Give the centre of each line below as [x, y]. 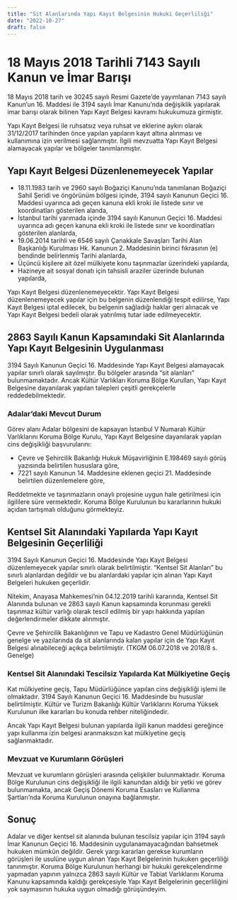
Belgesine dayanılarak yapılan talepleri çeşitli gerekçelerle [92, 388]
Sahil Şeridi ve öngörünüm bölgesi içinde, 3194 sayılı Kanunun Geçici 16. [123, 195]
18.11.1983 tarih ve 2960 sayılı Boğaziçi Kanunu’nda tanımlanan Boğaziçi [122, 188]
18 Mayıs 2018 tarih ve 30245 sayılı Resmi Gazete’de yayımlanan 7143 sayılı [117, 97]
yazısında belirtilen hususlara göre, [68, 466]
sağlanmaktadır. [31, 741]
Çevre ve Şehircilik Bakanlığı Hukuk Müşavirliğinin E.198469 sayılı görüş [122, 458]
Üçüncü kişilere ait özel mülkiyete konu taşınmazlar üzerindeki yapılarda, [123, 263]
